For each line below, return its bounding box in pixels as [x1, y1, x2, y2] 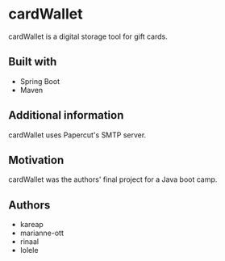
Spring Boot [19, 76, 60, 86]
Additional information [8, 108, 124, 122]
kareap [19, 220, 44, 229]
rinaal [19, 237, 39, 246]
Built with [8, 55, 57, 69]
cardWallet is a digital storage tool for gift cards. [8, 32, 168, 41]
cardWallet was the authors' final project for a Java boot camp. [8, 175, 218, 184]
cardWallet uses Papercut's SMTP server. [8, 130, 147, 140]
